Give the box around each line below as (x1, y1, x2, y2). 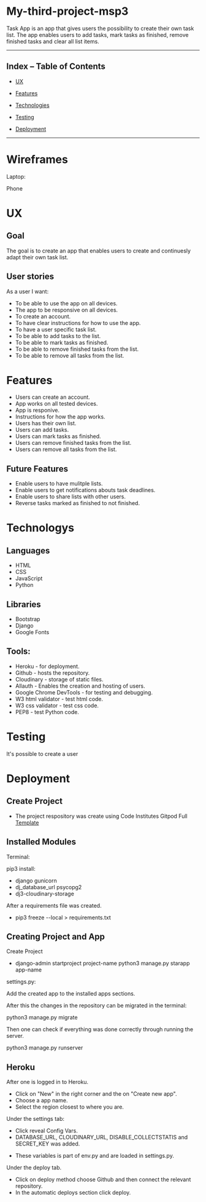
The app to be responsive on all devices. (15, 306, 118, 313)
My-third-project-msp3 (6, 4, 129, 18)
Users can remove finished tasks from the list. (15, 439, 132, 447)
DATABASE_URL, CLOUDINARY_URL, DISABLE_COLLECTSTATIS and (15, 1134, 188, 1141)
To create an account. (15, 312, 71, 320)
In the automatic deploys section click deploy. (15, 1189, 131, 1196)
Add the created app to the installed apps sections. (6, 990, 135, 997)
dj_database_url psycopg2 (15, 883, 82, 890)
